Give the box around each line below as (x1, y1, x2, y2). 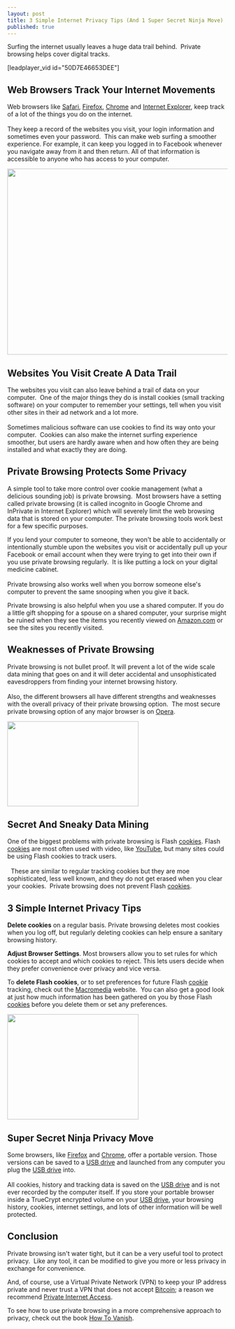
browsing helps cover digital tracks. (7, 50, 111, 58)
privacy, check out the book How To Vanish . (7, 1314, 134, 1322)
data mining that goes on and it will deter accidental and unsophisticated (7, 669, 217, 678)
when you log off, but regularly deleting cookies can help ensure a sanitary (7, 928, 223, 937)
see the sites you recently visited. (7, 623, 104, 632)
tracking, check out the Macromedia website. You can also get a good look (7, 985, 225, 994)
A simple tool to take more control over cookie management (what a (7, 484, 203, 493)
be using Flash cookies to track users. (7, 852, 117, 860)
